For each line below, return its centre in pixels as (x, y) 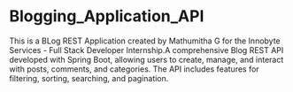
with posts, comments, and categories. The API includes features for (134, 69)
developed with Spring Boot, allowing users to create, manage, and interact (146, 59)
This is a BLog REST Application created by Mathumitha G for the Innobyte (145, 41)
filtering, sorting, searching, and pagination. (89, 78)
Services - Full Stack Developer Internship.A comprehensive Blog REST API (146, 50)
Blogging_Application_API (107, 16)
